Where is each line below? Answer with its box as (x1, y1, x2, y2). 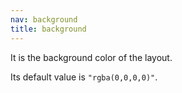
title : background (10, 24, 87, 34)
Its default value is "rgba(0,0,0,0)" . (10, 71, 158, 83)
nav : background (10, 14, 78, 25)
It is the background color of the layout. (10, 51, 173, 63)
